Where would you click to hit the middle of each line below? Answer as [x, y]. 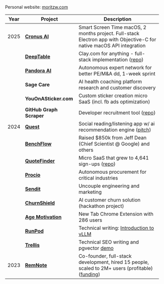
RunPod [34, 231]
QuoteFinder [40, 161]
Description [118, 19]
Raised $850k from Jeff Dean [113, 138]
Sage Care [37, 85]
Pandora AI [38, 71]
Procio [33, 175]
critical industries [98, 178]
